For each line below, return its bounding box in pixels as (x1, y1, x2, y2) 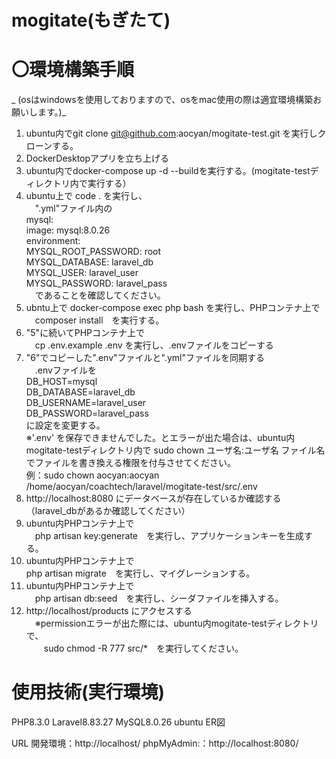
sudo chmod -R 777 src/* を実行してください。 (43, 642, 244, 655)
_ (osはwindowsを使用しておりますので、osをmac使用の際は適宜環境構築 (11, 94, 314, 106)
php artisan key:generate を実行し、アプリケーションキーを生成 (34, 530, 304, 542)
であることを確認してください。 (34, 289, 166, 301)
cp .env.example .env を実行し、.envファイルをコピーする (34, 339, 274, 351)
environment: (25, 235, 81, 247)
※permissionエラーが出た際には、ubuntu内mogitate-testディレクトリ (34, 617, 319, 630)
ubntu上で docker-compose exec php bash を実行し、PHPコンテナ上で (25, 302, 321, 314)
